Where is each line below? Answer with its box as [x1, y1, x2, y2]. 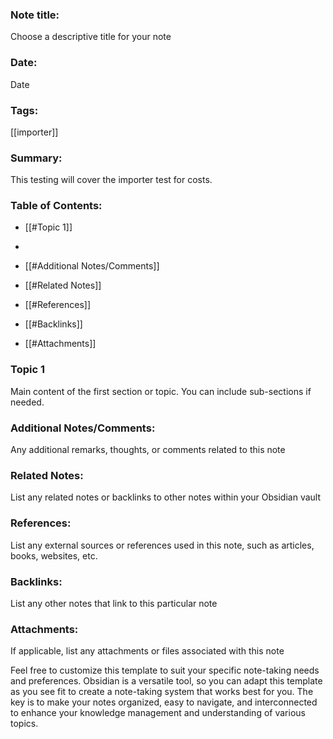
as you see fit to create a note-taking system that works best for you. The [10, 686, 314, 698]
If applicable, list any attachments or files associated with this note [10, 645, 285, 657]
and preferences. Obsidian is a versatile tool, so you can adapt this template [10, 675, 323, 687]
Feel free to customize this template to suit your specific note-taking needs [10, 664, 320, 677]
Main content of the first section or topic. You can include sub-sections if [10, 385, 312, 397]
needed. [10, 396, 45, 408]
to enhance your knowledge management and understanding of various [10, 707, 306, 719]
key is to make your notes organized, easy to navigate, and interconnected [10, 696, 318, 708]
